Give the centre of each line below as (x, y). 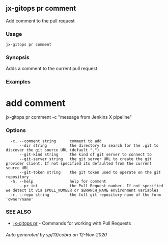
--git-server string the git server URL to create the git (86, 159)
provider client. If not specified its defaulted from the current (79, 163)
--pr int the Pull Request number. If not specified (91, 186)
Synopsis (18, 57)
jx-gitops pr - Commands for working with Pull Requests (72, 223)
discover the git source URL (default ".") (53, 150)
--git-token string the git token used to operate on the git (90, 172)
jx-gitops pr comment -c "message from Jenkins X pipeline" (69, 117)
